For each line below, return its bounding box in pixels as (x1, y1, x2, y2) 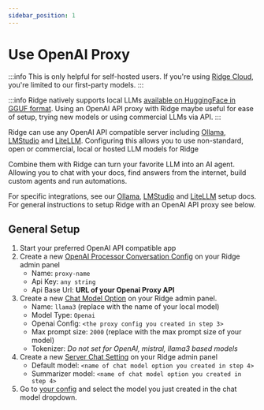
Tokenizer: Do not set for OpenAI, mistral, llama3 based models (31, 344, 238, 353)
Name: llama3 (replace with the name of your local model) (31, 302, 220, 311)
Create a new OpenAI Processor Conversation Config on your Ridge (19, 252, 240, 261)
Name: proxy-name (31, 269, 91, 278)
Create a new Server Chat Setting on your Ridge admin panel (19, 352, 218, 362)
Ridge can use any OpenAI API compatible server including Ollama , (8, 127, 226, 136)
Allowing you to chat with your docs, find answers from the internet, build (8, 167, 247, 177)
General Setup (8, 222, 80, 236)
